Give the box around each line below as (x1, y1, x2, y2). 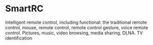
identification (5, 35, 33, 41)
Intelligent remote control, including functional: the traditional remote (5, 19, 147, 25)
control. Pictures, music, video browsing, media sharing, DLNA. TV (5, 30, 143, 36)
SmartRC (5, 3, 44, 14)
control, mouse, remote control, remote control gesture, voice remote (5, 24, 148, 30)
